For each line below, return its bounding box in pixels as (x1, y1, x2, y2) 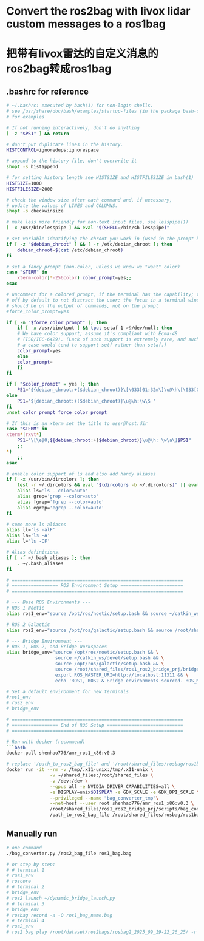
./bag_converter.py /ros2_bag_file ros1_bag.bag (6, 850, 132, 857)
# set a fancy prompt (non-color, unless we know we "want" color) (6, 263, 181, 270)
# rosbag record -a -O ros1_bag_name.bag (6, 912, 113, 918)
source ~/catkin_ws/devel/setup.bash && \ (55, 655, 165, 661)
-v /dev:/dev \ (49, 778, 88, 784)
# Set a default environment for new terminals (6, 688, 129, 695)
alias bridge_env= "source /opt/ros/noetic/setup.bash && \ (6, 650, 159, 656)
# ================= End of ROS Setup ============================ (6, 722, 183, 728)
